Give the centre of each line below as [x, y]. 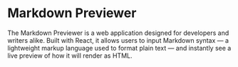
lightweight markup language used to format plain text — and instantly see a [119, 48]
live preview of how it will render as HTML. [70, 56]
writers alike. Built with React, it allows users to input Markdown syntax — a [118, 40]
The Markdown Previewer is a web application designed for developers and [118, 33]
